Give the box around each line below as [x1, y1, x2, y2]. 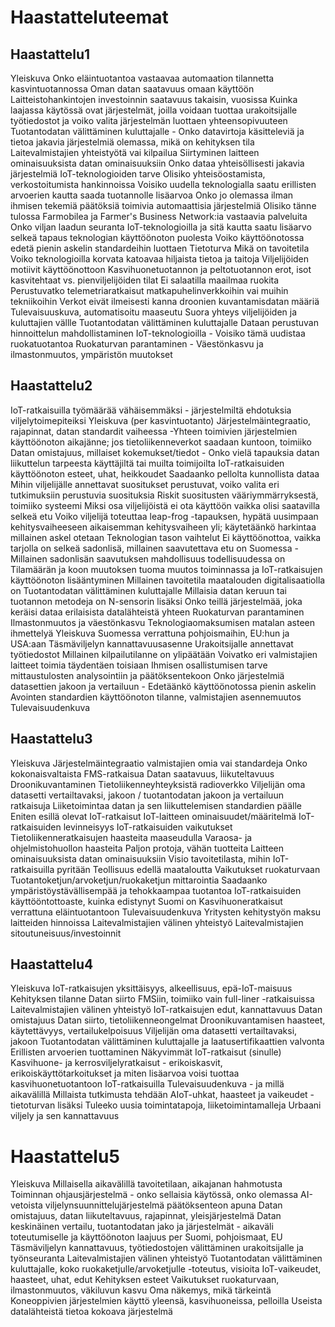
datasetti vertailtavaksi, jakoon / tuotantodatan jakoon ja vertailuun [10, 789, 284, 801]
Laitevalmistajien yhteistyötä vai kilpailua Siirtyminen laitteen [10, 147, 260, 158]
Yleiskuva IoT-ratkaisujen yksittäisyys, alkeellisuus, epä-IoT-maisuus [10, 982, 293, 995]
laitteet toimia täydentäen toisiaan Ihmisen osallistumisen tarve [10, 659, 268, 671]
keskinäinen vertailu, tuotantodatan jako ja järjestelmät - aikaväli [10, 1221, 274, 1233]
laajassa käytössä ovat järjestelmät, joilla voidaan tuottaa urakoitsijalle [10, 104, 298, 116]
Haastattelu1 [10, 46, 91, 63]
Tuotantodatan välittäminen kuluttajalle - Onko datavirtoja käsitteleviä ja [10, 126, 305, 137]
